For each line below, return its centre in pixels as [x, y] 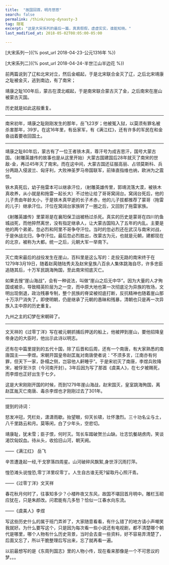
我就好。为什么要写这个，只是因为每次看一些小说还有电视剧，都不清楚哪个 [82, 528]
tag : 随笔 [15, 24]
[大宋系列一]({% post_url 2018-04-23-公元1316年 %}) [60, 53]
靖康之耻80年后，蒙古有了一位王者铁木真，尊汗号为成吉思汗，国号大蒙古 [81, 151]
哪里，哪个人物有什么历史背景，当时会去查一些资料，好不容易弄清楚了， [89, 534]
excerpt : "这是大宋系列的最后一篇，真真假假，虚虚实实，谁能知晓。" [68, 29]
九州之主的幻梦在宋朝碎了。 [34, 316]
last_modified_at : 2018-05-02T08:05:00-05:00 [54, 33]
